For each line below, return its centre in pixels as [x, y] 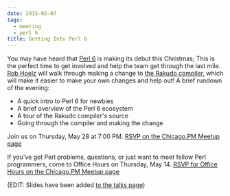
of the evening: [28, 88]
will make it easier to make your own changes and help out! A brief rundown [115, 80]
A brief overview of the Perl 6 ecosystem [75, 109]
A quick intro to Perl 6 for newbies [65, 101]
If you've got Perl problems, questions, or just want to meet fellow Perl [106, 157]
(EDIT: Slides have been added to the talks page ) [76, 185]
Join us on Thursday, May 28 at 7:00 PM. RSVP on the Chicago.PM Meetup [114, 137]
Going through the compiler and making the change [90, 123]
